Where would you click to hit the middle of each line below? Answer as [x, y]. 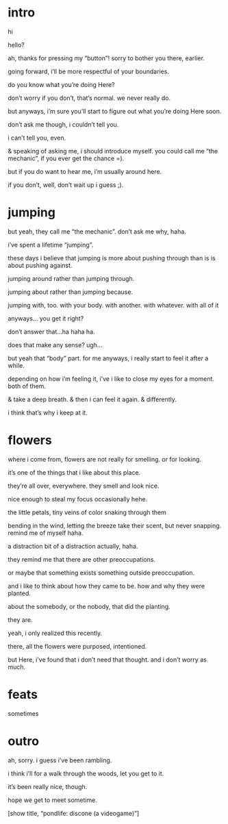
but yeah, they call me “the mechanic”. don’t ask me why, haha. [97, 232]
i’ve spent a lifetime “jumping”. [51, 245]
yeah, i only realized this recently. [55, 633]
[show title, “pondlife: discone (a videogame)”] [74, 813]
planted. [20, 593]
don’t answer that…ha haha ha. [51, 332]
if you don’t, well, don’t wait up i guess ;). [66, 185]
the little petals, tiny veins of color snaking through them [87, 512]
